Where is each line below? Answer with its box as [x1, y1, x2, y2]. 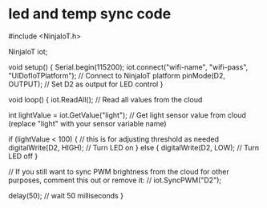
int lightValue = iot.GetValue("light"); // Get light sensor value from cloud [8, 110, 247, 120]
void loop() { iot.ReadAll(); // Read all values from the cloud [8, 94, 203, 104]
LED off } [8, 151, 38, 161]
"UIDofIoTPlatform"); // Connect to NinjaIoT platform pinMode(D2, [8, 70, 226, 80]
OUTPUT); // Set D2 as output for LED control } [8, 79, 164, 89]
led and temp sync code [8, 5, 172, 23]
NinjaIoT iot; [8, 46, 48, 56]
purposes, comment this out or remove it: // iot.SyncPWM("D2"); [8, 175, 222, 185]
